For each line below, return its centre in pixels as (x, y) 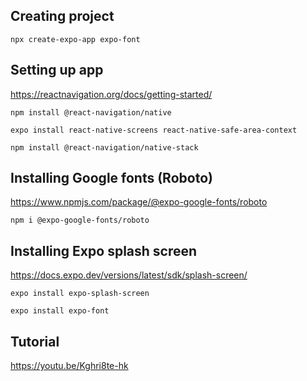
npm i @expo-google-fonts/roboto (80, 220)
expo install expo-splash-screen (80, 294)
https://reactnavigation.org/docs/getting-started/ (111, 94)
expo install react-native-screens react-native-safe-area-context (154, 130)
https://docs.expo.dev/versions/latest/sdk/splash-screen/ (129, 275)
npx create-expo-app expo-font (75, 39)
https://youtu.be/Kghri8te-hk (69, 366)
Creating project (62, 16)
